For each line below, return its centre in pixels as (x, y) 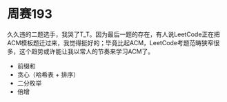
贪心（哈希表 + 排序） (48, 74)
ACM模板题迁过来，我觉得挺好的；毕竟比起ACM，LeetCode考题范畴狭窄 (110, 42)
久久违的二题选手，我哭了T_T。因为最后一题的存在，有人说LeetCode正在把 (114, 34)
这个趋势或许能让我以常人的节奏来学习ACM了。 (87, 51)
